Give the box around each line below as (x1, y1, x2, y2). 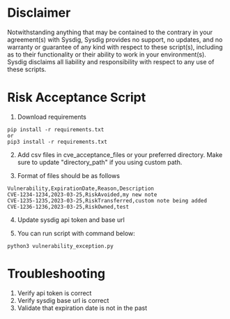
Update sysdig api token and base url (17, 215, 125, 224)
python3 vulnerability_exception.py (7, 242, 114, 249)
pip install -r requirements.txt (7, 126, 105, 133)
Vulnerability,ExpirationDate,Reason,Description (7, 185, 155, 192)
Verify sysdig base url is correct (17, 296, 109, 304)
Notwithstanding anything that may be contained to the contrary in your (7, 28, 213, 36)
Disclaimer (7, 5, 71, 21)
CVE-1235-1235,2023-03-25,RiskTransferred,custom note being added (7, 197, 208, 204)
